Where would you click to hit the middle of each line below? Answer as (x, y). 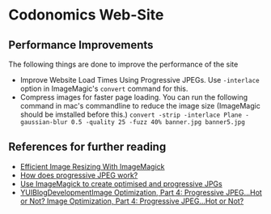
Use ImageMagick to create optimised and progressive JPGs (121, 183)
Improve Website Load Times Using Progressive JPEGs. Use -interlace (140, 80)
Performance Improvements (81, 45)
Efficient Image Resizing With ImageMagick (92, 166)
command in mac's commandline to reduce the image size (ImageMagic (140, 106)
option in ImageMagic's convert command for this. (104, 88)
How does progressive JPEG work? (79, 175)
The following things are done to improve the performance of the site (123, 64)
